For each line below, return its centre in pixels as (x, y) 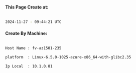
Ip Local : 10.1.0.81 (29, 66)
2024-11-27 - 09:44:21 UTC (33, 22)
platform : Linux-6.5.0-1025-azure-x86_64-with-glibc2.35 (68, 57)
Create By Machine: (26, 33)
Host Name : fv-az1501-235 (33, 48)
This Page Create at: (27, 7)
